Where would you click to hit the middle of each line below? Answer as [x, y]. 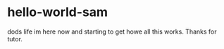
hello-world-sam [57, 12]
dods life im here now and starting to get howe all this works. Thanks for [112, 31]
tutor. [15, 38]
